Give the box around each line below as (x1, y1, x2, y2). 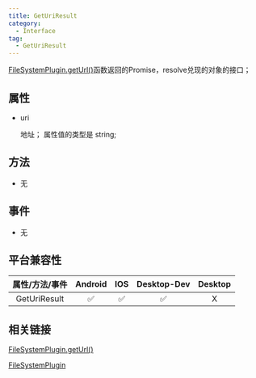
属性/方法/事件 (12, 279, 68, 291)
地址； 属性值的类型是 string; (19, 129, 117, 139)
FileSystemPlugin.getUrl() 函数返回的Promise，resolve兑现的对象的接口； (8, 65, 251, 75)
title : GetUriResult (8, 11, 78, 20)
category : (8, 19, 42, 27)
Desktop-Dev (136, 279, 191, 290)
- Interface (15, 27, 57, 35)
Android (75, 279, 107, 290)
